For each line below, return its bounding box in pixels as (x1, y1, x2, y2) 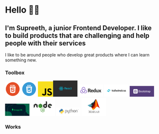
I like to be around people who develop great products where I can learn (5, 52, 150, 57)
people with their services (5, 39, 86, 47)
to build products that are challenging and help (5, 31, 150, 39)
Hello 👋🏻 (5, 4, 40, 16)
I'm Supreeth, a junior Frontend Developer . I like (5, 24, 152, 32)
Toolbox (5, 69, 25, 76)
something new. (5, 57, 37, 63)
